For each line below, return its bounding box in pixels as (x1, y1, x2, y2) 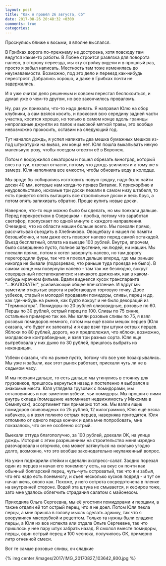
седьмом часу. (5, 365, 37, 371)
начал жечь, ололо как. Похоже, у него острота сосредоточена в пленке (5, 479, 160, 485)
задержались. (5, 81, 35, 87)
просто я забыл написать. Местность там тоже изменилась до (5, 65, 138, 71)
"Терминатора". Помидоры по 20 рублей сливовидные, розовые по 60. (5, 303, 157, 309)
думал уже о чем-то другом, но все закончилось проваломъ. (5, 96, 136, 102)
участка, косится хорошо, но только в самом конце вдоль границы (5, 116, 148, 122)
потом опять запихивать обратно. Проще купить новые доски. (5, 198, 138, 204)
